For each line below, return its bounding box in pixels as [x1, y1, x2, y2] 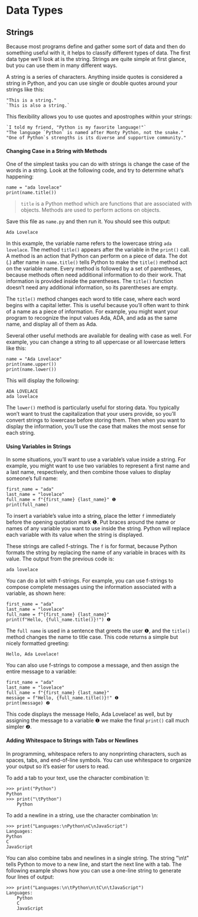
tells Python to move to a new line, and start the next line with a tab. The [6, 861, 182, 868]
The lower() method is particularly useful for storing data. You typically [6, 404, 180, 411]
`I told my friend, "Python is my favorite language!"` [6, 125, 147, 130]
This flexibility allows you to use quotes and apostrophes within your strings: [6, 113, 193, 120]
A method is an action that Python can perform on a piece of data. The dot [6, 253, 188, 260]
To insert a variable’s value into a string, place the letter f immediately [6, 512, 176, 520]
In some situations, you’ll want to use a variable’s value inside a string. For [6, 456, 186, 463]
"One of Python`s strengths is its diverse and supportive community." [6, 135, 186, 141]
